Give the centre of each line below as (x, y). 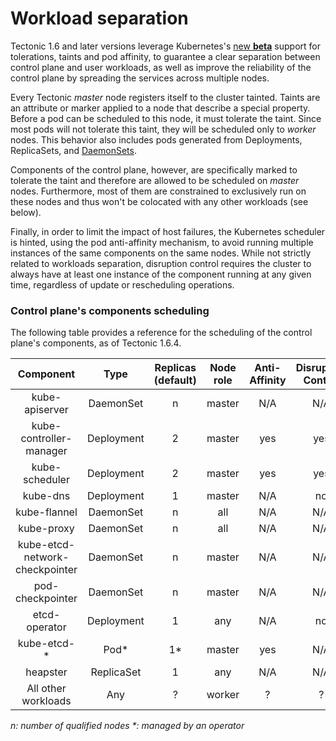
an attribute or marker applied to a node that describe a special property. (160, 108)
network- (46, 557)
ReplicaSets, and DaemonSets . (74, 150)
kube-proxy (46, 529)
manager (46, 451)
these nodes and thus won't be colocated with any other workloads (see (159, 201)
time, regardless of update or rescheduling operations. (122, 284)
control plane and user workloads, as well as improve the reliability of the (161, 67)
